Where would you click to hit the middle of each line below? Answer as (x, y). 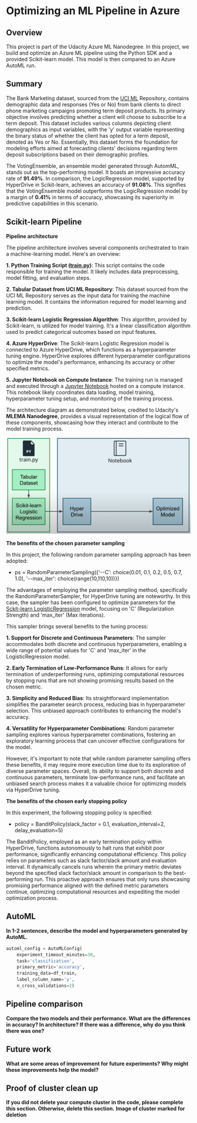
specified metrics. (28, 368)
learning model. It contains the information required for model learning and (96, 302)
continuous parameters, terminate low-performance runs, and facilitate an (96, 777)
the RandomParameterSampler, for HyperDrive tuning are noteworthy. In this (98, 596)
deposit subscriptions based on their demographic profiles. (78, 154)
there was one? (25, 1031)
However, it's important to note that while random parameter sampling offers (98, 758)
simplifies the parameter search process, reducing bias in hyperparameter (96, 704)
